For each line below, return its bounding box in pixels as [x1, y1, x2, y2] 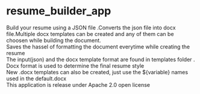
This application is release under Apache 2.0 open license [6, 81, 151, 88]
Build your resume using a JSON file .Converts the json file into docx [6, 24, 176, 31]
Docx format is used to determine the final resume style [6, 62, 145, 69]
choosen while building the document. [6, 37, 101, 44]
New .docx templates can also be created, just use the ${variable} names [6, 68, 189, 75]
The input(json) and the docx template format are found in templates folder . [6, 56, 195, 63]
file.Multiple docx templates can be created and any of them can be [6, 30, 174, 37]
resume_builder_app [6, 4, 111, 18]
